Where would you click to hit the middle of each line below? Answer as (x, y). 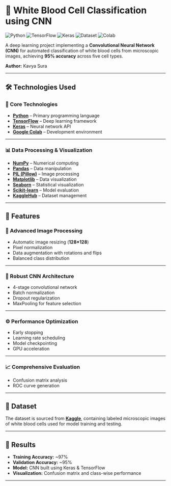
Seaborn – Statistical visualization (48, 184)
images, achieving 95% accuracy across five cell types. (64, 56)
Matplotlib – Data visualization (45, 179)
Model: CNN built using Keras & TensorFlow (59, 468)
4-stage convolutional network (45, 287)
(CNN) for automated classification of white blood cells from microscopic (82, 50)
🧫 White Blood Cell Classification (76, 10)
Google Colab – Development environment (58, 131)
